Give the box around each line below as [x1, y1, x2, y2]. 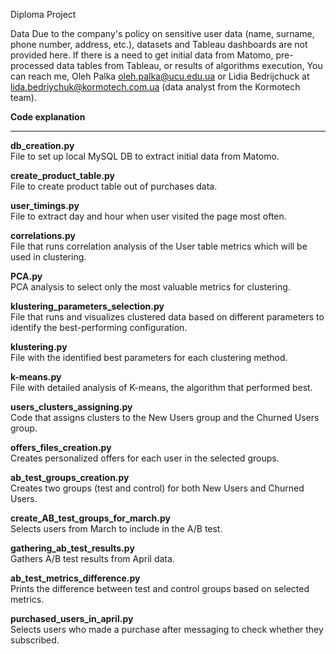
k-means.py [10, 371, 62, 383]
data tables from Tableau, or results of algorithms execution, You [56, 60, 323, 71]
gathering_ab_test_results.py [10, 542, 135, 554]
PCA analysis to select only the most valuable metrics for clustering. [10, 281, 291, 293]
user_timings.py [10, 200, 80, 211]
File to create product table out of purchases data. [10, 180, 218, 192]
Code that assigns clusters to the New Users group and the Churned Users [10, 412, 320, 423]
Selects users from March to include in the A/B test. [10, 523, 223, 534]
